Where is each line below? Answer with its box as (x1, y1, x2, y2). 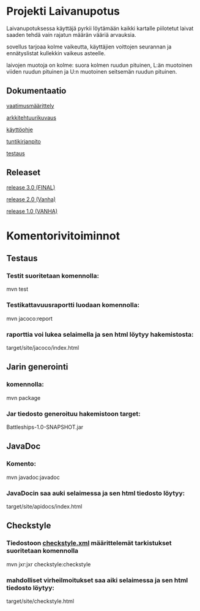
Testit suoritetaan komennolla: (6, 272, 100, 280)
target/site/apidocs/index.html (6, 503, 83, 510)
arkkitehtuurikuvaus (6, 113, 57, 121)
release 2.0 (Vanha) (6, 195, 56, 203)
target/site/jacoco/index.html (6, 344, 80, 352)
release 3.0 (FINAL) (6, 183, 56, 191)
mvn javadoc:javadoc (6, 474, 60, 481)
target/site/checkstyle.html (6, 597, 75, 605)
